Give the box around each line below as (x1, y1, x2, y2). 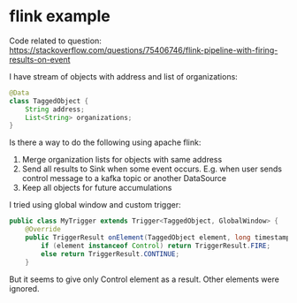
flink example (9, 6, 110, 27)
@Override (25, 225, 62, 234)
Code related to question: (9, 35, 102, 46)
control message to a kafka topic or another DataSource (21, 173, 227, 184)
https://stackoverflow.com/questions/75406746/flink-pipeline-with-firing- (9, 44, 278, 55)
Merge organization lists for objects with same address (21, 155, 223, 165)
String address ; (25, 104, 86, 114)
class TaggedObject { (9, 96, 89, 105)
